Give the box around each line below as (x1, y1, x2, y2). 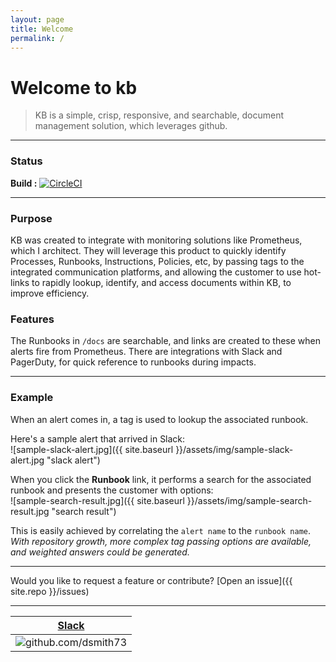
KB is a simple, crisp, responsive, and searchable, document (34, 109, 285, 121)
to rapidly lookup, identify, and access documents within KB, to (31, 276, 292, 288)
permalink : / (10, 33, 65, 43)
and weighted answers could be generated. (10, 546, 190, 558)
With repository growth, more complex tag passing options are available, (10, 535, 312, 547)
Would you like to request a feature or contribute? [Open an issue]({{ (10, 574, 293, 586)
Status (10, 154, 43, 168)
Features (10, 312, 55, 326)
